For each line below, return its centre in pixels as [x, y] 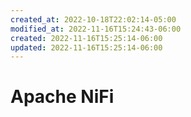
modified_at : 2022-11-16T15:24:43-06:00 [96, 29]
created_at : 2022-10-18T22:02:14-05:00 [93, 19]
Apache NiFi [62, 97]
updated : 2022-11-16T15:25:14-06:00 [86, 47]
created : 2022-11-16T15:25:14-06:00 [86, 38]
